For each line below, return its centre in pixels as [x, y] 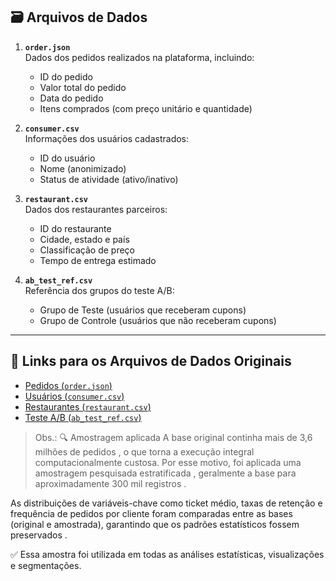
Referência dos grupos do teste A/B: [99, 290]
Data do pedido [71, 98]
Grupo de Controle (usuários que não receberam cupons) [158, 320]
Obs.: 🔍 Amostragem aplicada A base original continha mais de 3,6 [173, 437]
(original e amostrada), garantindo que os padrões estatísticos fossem [155, 524]
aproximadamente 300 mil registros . [110, 483]
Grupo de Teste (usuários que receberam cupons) [143, 310]
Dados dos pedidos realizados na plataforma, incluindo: [139, 57]
